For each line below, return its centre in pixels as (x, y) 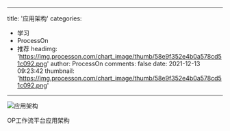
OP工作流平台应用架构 (38, 120)
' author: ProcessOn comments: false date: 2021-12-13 (124, 63)
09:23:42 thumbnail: (46, 71)
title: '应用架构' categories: (44, 18)
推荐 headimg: (37, 49)
